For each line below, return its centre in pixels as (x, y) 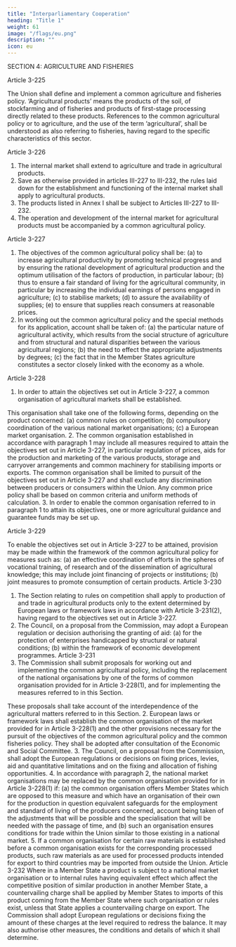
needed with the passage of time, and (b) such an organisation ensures (111, 825)
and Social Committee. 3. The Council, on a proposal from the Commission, (116, 751)
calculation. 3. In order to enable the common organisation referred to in (111, 502)
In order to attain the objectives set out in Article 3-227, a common (113, 392)
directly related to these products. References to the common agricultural (113, 116)
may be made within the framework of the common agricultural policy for (113, 552)
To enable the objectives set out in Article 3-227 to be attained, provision (113, 544)
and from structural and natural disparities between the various (109, 342)
